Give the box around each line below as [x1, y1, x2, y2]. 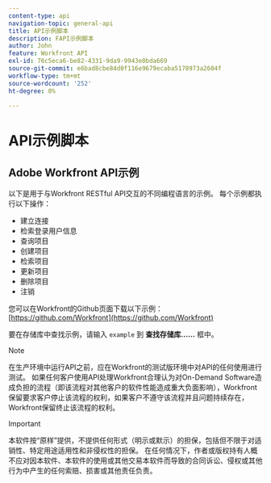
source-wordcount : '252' [8, 79, 92, 87]
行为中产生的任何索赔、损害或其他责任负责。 [8, 466, 157, 476]
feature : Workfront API [8, 49, 89, 57]
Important [8, 419, 41, 429]
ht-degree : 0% [8, 86, 56, 95]
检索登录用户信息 [19, 226, 77, 236]
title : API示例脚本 [8, 27, 69, 35]
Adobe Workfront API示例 [8, 166, 140, 179]
